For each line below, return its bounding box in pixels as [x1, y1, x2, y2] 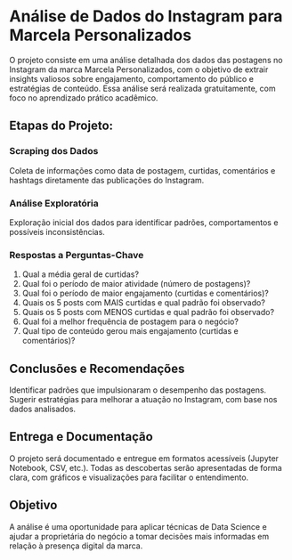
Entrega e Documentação [9, 429, 153, 444]
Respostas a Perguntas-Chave [9, 248, 144, 261]
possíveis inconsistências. [9, 226, 105, 237]
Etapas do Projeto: [9, 118, 114, 134]
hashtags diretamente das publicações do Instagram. [9, 174, 205, 185]
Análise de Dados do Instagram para [9, 6, 283, 27]
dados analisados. [9, 403, 77, 415]
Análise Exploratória [9, 197, 100, 209]
